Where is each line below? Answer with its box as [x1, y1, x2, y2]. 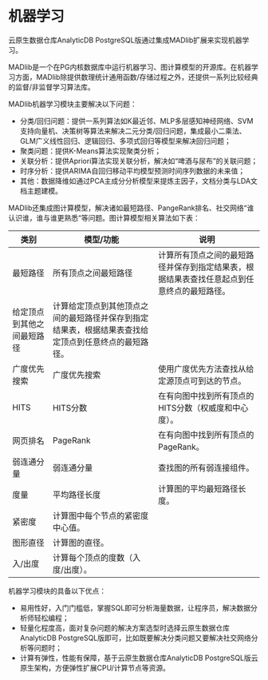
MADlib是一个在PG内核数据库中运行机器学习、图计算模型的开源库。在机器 [8, 62, 252, 72]
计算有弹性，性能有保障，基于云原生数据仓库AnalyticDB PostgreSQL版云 [19, 653, 258, 662]
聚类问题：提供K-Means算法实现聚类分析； [19, 145, 162, 156]
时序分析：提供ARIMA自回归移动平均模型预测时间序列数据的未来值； [19, 165, 246, 176]
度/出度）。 [53, 564, 92, 575]
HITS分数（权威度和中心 [158, 402, 249, 413]
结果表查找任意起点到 [166, 273, 246, 284]
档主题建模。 [19, 185, 62, 196]
